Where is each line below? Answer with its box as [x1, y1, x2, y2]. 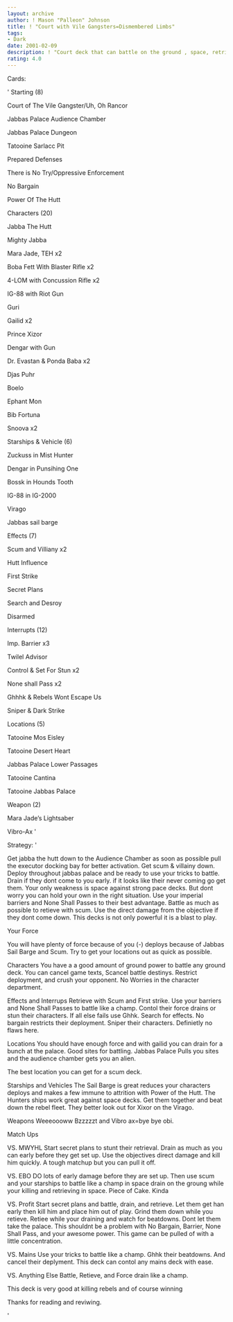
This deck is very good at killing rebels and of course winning [7, 1285, 183, 1293]
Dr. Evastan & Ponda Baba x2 [7, 357, 91, 365]
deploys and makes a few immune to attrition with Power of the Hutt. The [7, 1088, 216, 1096]
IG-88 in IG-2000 [7, 491, 57, 500]
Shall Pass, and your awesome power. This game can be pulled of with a [7, 1229, 214, 1237]
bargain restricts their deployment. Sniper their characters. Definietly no [7, 1018, 213, 1027]
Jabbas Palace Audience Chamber [7, 115, 106, 123]
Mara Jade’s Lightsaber [7, 813, 74, 822]
